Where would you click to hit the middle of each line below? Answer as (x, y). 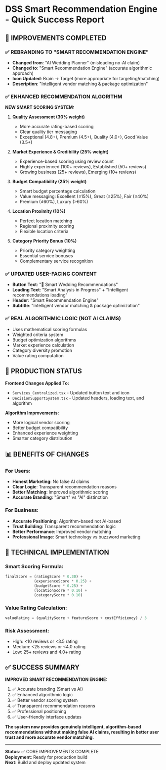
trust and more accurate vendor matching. (50, 737)
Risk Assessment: (27, 630)
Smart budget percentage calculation (58, 191)
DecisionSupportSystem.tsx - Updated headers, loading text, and (78, 398)
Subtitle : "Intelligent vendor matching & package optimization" (76, 306)
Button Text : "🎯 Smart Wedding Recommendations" (65, 285)
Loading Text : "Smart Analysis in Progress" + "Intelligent (70, 290)
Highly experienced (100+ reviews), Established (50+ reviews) (83, 167)
